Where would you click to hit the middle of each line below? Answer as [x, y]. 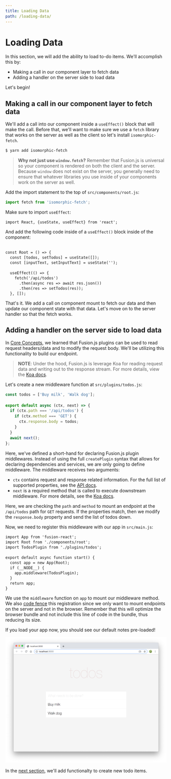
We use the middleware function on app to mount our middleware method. [82, 598]
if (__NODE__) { [27, 568]
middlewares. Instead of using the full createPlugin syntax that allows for [82, 458]
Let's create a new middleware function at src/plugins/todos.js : [74, 384]
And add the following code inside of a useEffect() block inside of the [79, 232]
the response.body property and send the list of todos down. [69, 517]
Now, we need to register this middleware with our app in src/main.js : [79, 527]
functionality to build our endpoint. [42, 353]
